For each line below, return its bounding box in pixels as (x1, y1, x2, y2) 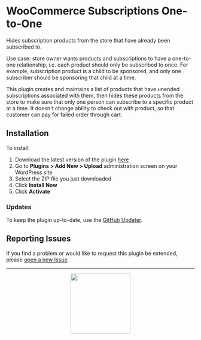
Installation (6, 128, 49, 139)
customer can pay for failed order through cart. (6, 111, 123, 118)
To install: (6, 144, 30, 151)
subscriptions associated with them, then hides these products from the (6, 92, 184, 99)
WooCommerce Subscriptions (6, 4, 160, 18)
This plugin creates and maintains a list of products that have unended (6, 85, 180, 92)
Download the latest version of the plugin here (14, 156, 129, 163)
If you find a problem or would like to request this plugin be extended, (6, 249, 178, 257)
